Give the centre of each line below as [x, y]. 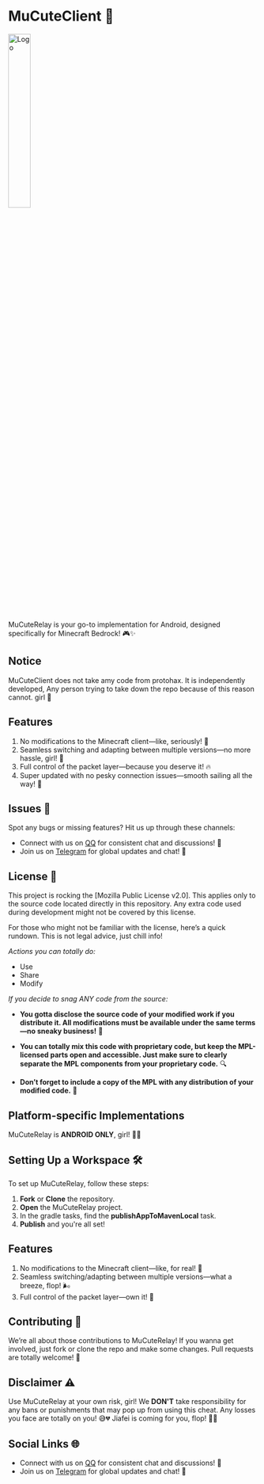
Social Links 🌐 [44, 1444]
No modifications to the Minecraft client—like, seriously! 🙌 [114, 741]
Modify [31, 984]
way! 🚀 [30, 784]
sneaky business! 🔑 [70, 1031]
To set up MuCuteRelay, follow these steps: [79, 1183]
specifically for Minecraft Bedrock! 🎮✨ [72, 633]
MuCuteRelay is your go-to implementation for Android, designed [115, 624]
